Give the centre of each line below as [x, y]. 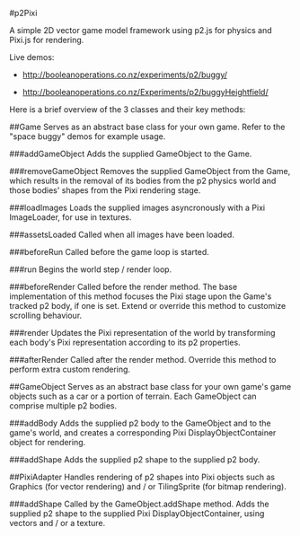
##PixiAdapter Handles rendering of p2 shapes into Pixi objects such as [142, 477]
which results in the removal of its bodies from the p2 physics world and [143, 180]
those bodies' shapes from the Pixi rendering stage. [105, 190]
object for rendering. [48, 442]
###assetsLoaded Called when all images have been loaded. [122, 234]
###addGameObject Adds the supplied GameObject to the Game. [131, 154]
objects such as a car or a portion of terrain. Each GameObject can [133, 396]
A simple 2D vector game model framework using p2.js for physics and [141, 30]
